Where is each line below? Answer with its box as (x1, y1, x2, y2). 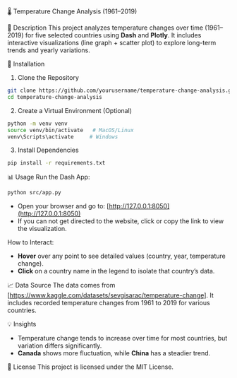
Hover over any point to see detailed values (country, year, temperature (17, 252, 226, 261)
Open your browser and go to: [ (17, 202, 109, 211)
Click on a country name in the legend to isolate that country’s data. (17, 267, 215, 276)
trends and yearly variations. (7, 46, 90, 54)
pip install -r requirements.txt (7, 160, 106, 167)
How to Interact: (7, 238, 54, 247)
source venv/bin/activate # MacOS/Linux (7, 126, 134, 134)
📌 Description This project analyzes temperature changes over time (7, 23, 203, 32)
